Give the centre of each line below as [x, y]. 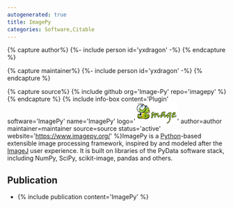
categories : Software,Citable [51, 29]
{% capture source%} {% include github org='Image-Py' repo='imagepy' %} [117, 92]
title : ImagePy [29, 22]
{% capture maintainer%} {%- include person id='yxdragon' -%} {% [105, 71]
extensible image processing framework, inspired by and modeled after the [115, 143]
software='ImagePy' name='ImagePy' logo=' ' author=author [115, 121]
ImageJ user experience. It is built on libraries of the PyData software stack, [116, 151]
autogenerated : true [37, 15]
